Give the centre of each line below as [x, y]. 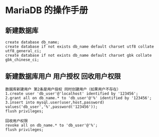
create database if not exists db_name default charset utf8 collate [80, 47]
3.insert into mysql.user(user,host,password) [55, 102]
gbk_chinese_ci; [22, 60]
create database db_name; [32, 42]
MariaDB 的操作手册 [47, 10]
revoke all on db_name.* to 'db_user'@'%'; [52, 125]
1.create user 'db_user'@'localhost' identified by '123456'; [72, 93]
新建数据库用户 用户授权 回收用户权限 [63, 77]
